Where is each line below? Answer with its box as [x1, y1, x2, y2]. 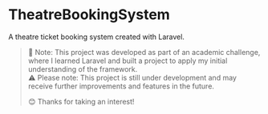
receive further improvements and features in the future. [27, 81, 215, 91]
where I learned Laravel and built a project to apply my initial [27, 56, 228, 65]
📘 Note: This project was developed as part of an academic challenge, [27, 47, 261, 57]
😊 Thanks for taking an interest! [27, 96, 135, 106]
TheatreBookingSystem [8, 6, 170, 24]
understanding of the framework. [27, 64, 138, 73]
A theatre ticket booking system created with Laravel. [8, 32, 185, 41]
